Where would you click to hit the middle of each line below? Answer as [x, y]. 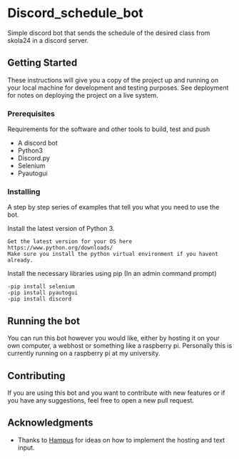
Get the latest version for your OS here [70, 242]
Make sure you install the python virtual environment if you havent [113, 254]
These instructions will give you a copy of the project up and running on [113, 80]
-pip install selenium [41, 287]
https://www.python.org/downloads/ [60, 248]
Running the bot [44, 321]
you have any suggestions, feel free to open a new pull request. [101, 400]
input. [26, 448]
